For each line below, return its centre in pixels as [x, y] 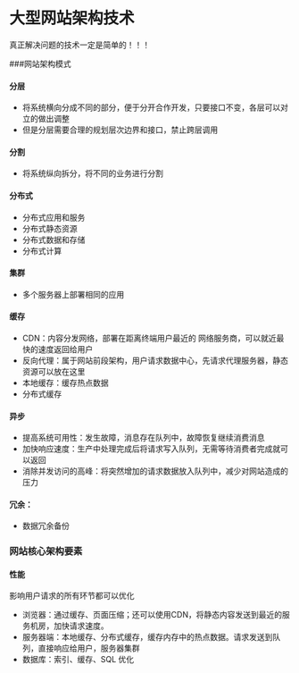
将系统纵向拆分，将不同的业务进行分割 [92, 173]
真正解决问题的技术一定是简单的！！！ [79, 45]
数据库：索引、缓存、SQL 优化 [78, 660]
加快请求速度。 [81, 626]
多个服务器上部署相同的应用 [73, 294]
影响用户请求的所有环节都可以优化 [72, 596]
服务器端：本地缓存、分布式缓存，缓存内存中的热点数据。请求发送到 [147, 637]
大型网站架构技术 [72, 18]
